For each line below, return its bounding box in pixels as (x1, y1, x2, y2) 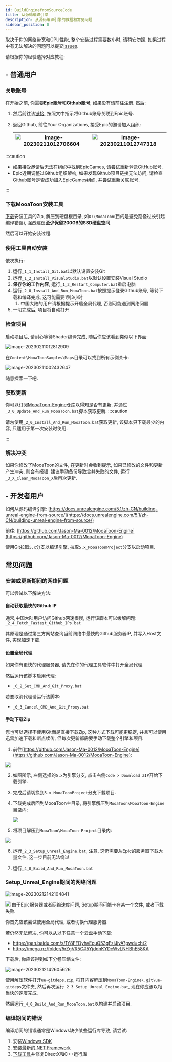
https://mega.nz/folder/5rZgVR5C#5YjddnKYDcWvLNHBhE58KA (12, 945, 149, 952)
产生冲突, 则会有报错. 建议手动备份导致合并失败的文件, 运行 (5, 468, 130, 475)
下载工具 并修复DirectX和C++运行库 (12, 1051, 88, 1057)
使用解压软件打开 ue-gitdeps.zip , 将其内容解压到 (5, 977, 107, 983)
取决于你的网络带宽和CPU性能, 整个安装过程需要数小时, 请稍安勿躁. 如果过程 (5, 36, 166, 43)
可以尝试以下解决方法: (5, 589, 52, 596)
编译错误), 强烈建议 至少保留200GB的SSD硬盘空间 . (5, 220, 112, 226)
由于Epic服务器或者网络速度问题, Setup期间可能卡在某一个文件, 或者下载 (11, 901, 164, 908)
